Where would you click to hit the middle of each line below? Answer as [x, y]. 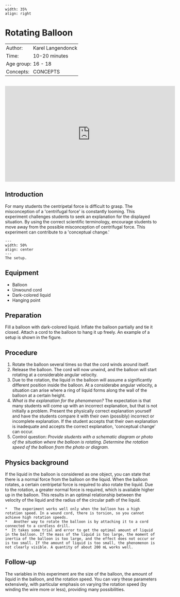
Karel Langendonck [55, 48]
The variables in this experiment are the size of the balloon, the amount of [79, 574]
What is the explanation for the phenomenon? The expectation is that [82, 401]
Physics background [37, 462]
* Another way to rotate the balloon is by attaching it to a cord [77, 522]
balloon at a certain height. [39, 396]
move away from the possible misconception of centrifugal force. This [75, 227]
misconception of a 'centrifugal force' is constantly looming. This [70, 211]
